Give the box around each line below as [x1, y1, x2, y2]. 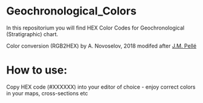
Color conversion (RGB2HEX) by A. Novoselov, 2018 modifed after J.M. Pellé [6, 42, 197, 49]
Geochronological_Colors [6, 4, 137, 18]
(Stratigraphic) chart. [6, 30, 59, 37]
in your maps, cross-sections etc [6, 89, 88, 97]
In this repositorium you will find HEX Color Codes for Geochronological [6, 24, 185, 31]
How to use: [6, 63, 68, 77]
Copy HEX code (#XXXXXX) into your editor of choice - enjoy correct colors [6, 83, 196, 90]
